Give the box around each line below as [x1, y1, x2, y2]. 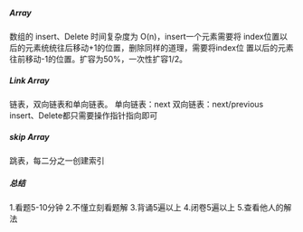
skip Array [9, 131, 50, 142]
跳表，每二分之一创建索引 [9, 154, 105, 166]
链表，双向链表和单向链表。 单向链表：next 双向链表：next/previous [9, 98, 264, 109]
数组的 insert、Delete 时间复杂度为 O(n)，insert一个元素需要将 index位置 [9, 31, 280, 42]
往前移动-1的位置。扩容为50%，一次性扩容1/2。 [9, 53, 188, 64]
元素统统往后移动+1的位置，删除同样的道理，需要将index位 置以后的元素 [24, 42, 294, 53]
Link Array [9, 75, 50, 86]
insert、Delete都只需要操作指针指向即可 [9, 109, 158, 121]
